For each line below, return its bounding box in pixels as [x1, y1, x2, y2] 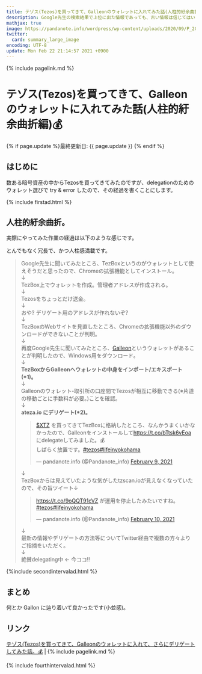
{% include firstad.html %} [6, 198, 72, 205]
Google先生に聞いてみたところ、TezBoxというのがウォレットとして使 [20, 260, 194, 267]
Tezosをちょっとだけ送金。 [20, 295, 89, 303]
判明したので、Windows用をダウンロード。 [31, 352, 139, 359]
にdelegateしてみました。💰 [35, 437, 105, 444]
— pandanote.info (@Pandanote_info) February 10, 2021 [35, 516, 175, 523]
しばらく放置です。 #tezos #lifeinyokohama [35, 446, 141, 453]
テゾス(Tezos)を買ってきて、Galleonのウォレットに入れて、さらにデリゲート [6, 640, 195, 648]
